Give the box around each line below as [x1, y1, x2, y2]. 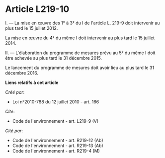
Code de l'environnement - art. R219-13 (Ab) [12, 143, 103, 149]
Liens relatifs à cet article [5, 79, 59, 85]
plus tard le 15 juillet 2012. [5, 25, 58, 31]
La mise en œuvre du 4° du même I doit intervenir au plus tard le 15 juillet [5, 35, 155, 41]
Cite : [5, 108, 15, 114]
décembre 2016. [5, 70, 39, 76]
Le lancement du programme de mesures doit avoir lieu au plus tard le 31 [5, 65, 155, 71]
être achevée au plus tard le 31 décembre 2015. [5, 55, 102, 61]
